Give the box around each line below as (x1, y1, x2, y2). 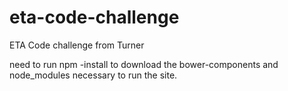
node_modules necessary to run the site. (9, 69, 178, 81)
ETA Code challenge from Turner (9, 39, 145, 51)
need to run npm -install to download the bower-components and (9, 58, 279, 70)
